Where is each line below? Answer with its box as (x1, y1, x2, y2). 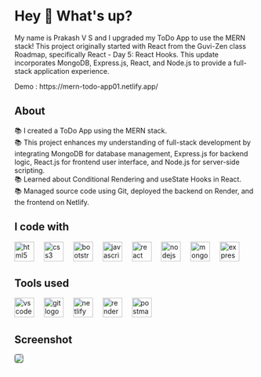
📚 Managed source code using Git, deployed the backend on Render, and (14, 186, 254, 196)
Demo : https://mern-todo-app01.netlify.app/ (14, 82, 159, 91)
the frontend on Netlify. (14, 197, 90, 207)
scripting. (14, 165, 45, 175)
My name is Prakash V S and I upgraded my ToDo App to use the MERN (14, 33, 246, 42)
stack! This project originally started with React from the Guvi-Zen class (14, 41, 247, 50)
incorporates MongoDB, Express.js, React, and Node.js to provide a (14, 58, 232, 68)
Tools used (14, 276, 70, 290)
